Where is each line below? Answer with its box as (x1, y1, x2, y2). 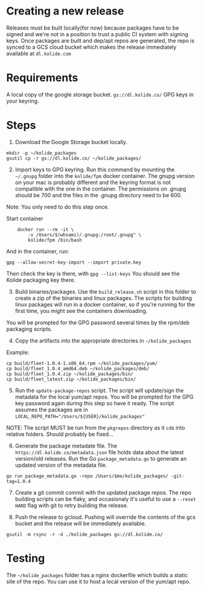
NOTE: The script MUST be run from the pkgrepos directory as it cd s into (6, 424, 185, 431)
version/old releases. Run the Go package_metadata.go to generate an (14, 455, 187, 462)
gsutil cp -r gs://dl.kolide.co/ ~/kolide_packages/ (6, 155, 142, 161)
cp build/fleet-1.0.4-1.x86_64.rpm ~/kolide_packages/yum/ (6, 360, 158, 366)
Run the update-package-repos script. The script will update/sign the (14, 387, 184, 394)
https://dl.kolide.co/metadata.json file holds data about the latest (14, 448, 184, 456)
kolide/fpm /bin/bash (28, 237, 83, 243)
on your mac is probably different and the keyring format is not (14, 179, 171, 186)
